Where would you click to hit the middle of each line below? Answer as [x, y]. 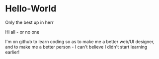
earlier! [12, 52]
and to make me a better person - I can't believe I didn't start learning [76, 47]
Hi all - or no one [22, 32]
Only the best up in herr [29, 22]
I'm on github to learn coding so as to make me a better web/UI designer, [80, 41]
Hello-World [31, 9]
